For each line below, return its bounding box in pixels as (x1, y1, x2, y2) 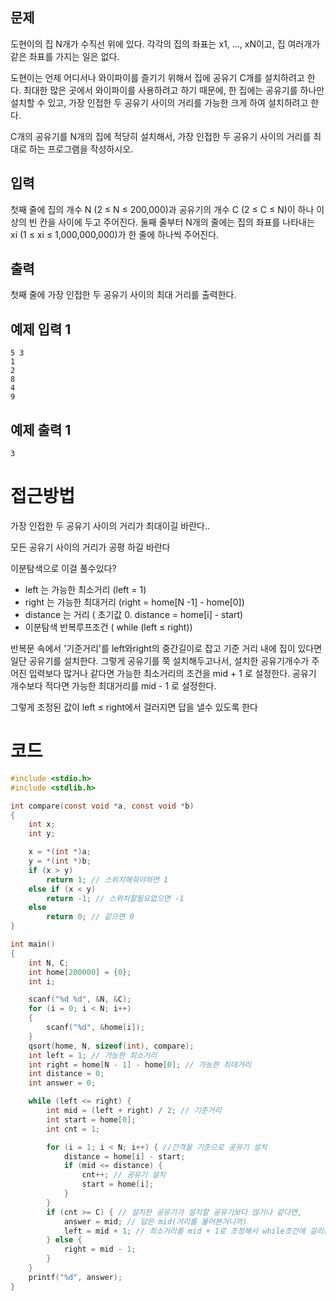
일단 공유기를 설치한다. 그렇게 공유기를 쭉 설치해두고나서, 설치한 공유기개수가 (10, 655, 310, 667)
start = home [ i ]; (81, 1179, 155, 1190)
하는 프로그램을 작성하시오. (28, 143, 134, 155)
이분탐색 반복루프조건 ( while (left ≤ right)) (24, 621, 193, 633)
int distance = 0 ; (28, 1069, 105, 1079)
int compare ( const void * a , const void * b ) (10, 801, 195, 811)
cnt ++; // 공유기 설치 (81, 1170, 167, 1180)
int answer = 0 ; (28, 1078, 97, 1088)
